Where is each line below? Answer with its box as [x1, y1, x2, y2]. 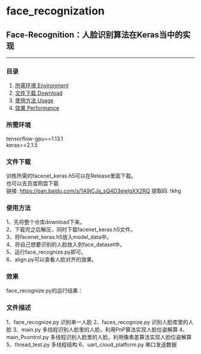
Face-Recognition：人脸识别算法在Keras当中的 [6, 29, 183, 40]
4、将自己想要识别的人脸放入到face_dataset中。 [6, 241, 126, 248]
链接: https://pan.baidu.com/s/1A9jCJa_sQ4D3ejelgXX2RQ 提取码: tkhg [6, 187, 181, 194]
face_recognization [6, 4, 105, 18]
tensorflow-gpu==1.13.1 [6, 135, 63, 142]
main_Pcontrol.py [6, 333, 49, 340]
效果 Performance [14, 104, 60, 112]
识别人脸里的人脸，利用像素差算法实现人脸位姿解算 [65, 333, 192, 340]
